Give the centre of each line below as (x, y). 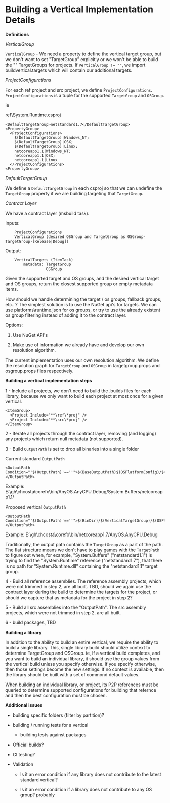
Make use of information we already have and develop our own (78, 345)
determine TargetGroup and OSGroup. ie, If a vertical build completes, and (83, 653)
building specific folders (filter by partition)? (58, 715)
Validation (23, 764)
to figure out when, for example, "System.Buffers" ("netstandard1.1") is (79, 555)
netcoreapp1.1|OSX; (35, 155)
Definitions (17, 34)
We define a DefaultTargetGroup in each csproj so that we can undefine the (84, 188)
